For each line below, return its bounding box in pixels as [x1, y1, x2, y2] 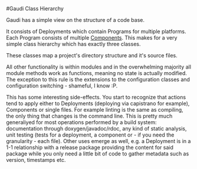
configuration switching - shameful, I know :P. [6, 82, 118, 89]
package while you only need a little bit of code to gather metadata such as [6, 150, 189, 157]
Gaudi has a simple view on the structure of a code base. [6, 17, 145, 23]
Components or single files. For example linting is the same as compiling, [6, 106, 184, 113]
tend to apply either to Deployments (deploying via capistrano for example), [6, 100, 190, 107]
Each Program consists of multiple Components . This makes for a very [6, 34, 178, 41]
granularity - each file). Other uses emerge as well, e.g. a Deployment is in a [6, 138, 191, 144]
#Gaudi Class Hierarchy [6, 5, 64, 12]
